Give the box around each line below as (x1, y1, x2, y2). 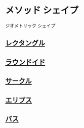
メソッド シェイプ (5, 5, 78, 16)
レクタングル (5, 39, 46, 47)
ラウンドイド (5, 58, 46, 66)
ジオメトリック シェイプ (5, 22, 56, 29)
